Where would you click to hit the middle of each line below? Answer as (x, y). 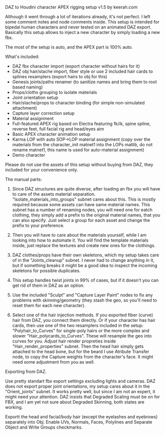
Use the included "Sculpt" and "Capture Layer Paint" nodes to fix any (82, 295)
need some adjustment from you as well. (53, 362)
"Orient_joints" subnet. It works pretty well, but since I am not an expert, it (80, 391)
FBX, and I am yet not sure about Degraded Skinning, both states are (75, 402)
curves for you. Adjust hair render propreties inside (64, 341)
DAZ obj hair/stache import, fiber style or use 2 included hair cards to (82, 71)
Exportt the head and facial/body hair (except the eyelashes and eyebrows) (82, 417)
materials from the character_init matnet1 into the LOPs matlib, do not (82, 144)
